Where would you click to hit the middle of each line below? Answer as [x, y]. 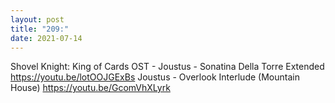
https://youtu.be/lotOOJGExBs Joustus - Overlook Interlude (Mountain [155, 77]
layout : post [37, 19]
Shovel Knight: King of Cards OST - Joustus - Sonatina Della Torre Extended [167, 67]
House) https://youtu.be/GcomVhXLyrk [90, 88]
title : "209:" [40, 29]
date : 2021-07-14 [46, 38]
